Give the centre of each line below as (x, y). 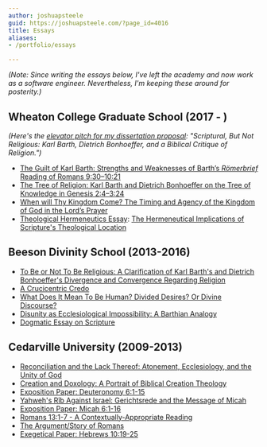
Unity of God (41, 375)
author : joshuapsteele (46, 16)
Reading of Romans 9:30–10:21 (70, 177)
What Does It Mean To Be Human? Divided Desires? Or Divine (121, 297)
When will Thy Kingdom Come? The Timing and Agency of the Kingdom (137, 202)
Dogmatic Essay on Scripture (67, 322)
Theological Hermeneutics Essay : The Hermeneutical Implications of (132, 219)
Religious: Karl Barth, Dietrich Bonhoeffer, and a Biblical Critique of (118, 144)
